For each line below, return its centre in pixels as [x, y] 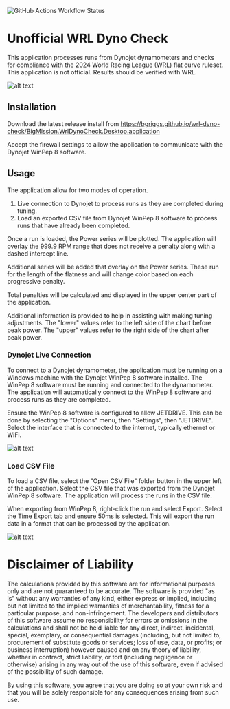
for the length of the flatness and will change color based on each [100, 274]
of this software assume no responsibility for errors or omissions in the [107, 621]
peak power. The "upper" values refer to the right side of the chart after [108, 330]
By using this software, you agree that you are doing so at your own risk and [115, 685]
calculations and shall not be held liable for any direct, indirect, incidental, [111, 628]
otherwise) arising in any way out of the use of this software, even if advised [115, 664]
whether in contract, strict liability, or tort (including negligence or [100, 657]
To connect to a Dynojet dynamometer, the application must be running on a [115, 370]
